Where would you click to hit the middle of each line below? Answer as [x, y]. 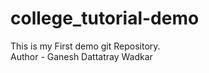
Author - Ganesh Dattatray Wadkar [81, 56]
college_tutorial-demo [105, 18]
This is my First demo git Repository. [85, 46]
